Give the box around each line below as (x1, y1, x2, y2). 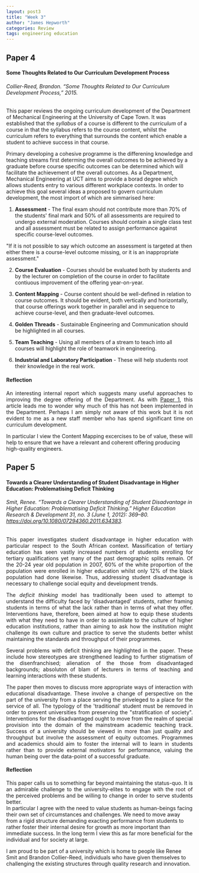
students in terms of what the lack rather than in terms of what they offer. (6, 604, 193, 611)
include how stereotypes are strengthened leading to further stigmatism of (6, 653, 193, 660)
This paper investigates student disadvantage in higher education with (6, 535, 193, 543)
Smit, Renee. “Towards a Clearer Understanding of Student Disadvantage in (6, 499, 192, 506)
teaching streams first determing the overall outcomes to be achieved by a (6, 156, 188, 163)
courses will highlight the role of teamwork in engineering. (14, 345, 157, 352)
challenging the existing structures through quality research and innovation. (6, 860, 191, 867)
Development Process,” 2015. (6, 89, 78, 96)
